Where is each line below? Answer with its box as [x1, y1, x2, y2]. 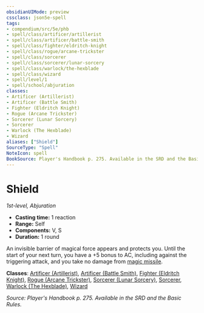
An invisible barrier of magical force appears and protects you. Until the [6, 245, 185, 252]
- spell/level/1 [6, 77, 47, 83]
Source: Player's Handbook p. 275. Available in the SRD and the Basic [6, 294, 182, 301]
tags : [6, 20, 20, 26]
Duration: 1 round [15, 233, 59, 241]
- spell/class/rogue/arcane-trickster [6, 49, 104, 55]
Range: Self [15, 220, 46, 228]
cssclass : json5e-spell [6, 15, 67, 21]
